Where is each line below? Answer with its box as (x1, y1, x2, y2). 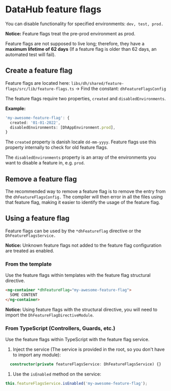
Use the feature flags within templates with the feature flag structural (5, 272, 151, 278)
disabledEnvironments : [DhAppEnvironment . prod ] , (10, 125, 116, 130)
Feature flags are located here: (5, 80, 70, 86)
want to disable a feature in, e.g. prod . (5, 160, 85, 166)
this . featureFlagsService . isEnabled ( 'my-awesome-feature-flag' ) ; (5, 381, 147, 386)
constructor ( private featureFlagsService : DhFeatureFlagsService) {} (10, 362, 161, 367)
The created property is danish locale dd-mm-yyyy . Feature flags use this (5, 139, 157, 145)
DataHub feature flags (5, 4, 101, 15)
